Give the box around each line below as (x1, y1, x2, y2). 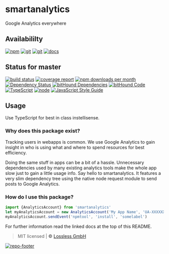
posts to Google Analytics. (5, 180, 60, 187)
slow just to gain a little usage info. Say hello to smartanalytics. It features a (5, 170, 161, 176)
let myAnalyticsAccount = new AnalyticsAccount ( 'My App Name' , (5, 209, 141, 215)
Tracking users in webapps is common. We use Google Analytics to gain (5, 139, 155, 145)
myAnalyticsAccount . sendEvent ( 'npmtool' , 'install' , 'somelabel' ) (5, 214, 147, 219)
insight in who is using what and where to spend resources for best (5, 144, 145, 150)
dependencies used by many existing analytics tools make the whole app (5, 165, 157, 171)
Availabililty (5, 35, 43, 43)
